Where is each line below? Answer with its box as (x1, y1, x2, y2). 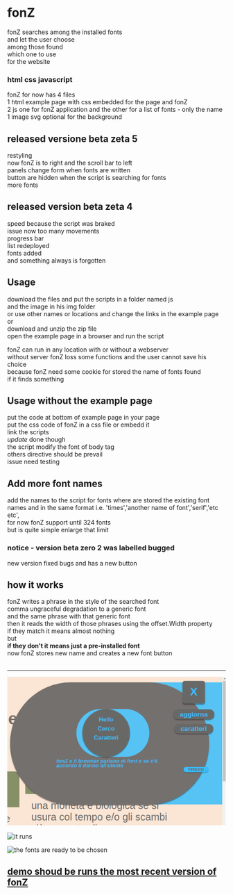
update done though (7, 436, 66, 444)
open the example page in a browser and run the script (7, 331, 164, 340)
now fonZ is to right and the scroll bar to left (7, 158, 133, 167)
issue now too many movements (7, 227, 100, 235)
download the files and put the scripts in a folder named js (7, 295, 173, 303)
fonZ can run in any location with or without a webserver (7, 345, 169, 354)
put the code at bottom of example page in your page (7, 413, 160, 422)
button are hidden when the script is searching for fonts (7, 174, 166, 182)
